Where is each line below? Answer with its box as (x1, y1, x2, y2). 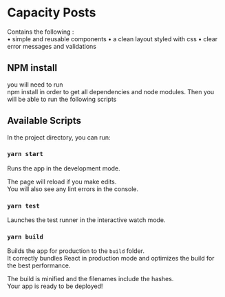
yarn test (7, 201, 40, 210)
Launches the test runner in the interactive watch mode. (7, 216, 167, 224)
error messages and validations (7, 42, 96, 50)
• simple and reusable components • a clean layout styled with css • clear (7, 34, 218, 43)
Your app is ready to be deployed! (7, 282, 103, 290)
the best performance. (7, 261, 71, 269)
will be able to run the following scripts (7, 95, 117, 103)
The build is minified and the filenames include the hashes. (7, 275, 174, 283)
